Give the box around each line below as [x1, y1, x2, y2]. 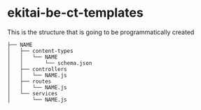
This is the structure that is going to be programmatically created [7, 28, 195, 36]
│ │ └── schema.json [7, 59, 92, 67]
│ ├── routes [7, 78, 52, 85]
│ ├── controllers [7, 65, 68, 72]
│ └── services [7, 90, 58, 97]
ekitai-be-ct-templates [7, 5, 144, 21]
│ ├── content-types [7, 47, 74, 54]
